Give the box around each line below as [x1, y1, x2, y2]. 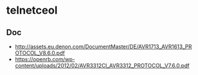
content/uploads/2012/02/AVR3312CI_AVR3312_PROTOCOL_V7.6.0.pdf [14, 62, 190, 69]
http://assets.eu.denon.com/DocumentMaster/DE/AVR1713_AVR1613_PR [14, 43, 192, 50]
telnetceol [6, 4, 58, 17]
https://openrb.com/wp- [14, 56, 75, 62]
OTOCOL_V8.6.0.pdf [14, 49, 65, 57]
